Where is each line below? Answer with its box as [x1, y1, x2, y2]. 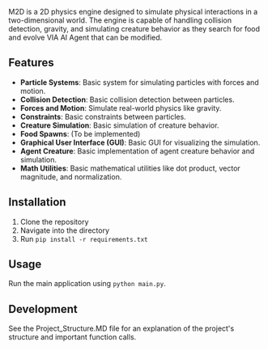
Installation [8, 196, 66, 209]
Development [8, 302, 79, 316]
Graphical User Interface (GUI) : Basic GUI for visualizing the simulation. [19, 137, 261, 147]
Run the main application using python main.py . [8, 279, 166, 289]
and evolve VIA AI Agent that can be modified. [8, 32, 163, 42]
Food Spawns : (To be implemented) [19, 129, 141, 138]
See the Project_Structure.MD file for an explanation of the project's [8, 323, 235, 334]
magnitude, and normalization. [19, 171, 122, 181]
